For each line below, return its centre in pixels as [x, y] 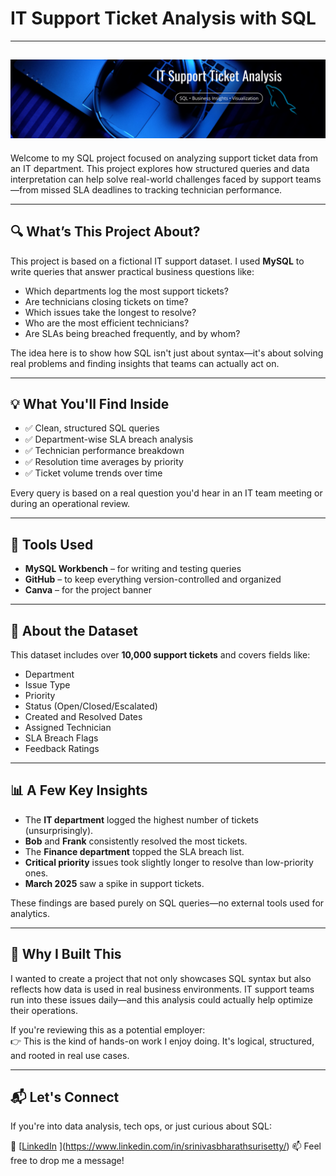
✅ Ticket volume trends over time [93, 473]
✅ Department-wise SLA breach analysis [109, 439]
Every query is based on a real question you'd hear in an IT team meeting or [166, 493]
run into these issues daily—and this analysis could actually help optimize [161, 999]
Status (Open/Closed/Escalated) [91, 706]
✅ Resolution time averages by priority [104, 462]
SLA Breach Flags [61, 738]
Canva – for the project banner [88, 590]
